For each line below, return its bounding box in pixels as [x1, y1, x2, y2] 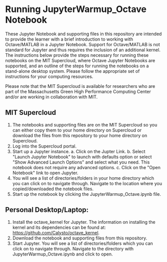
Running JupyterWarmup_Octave [5, 4, 146, 15]
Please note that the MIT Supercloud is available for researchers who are [5, 83, 155, 89]
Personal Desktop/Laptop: [5, 206, 89, 214]
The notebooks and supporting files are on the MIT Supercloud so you [12, 121, 157, 127]
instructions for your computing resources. [5, 73, 93, 79]
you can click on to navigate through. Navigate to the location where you [12, 180, 162, 186]
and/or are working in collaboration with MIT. [5, 94, 98, 100]
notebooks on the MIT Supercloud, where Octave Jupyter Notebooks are [5, 57, 155, 63]
